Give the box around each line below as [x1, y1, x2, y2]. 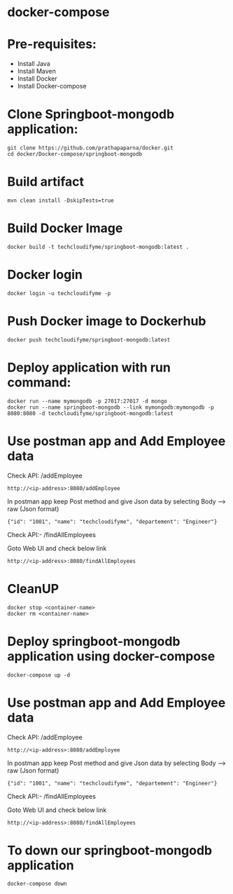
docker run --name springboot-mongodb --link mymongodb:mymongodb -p [7, 404, 215, 411]
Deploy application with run [7, 360, 171, 375]
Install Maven [17, 67, 56, 76]
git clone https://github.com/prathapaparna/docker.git [7, 144, 174, 151]
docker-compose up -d [7, 671, 71, 679]
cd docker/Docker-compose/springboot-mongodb [7, 151, 142, 158]
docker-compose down [7, 881, 68, 888]
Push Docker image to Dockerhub [7, 313, 206, 330]
